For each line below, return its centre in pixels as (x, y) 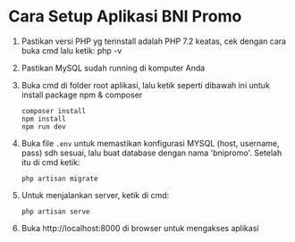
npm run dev (43, 127)
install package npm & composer (82, 95)
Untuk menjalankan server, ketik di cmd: (95, 195)
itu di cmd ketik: (51, 162)
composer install (54, 111)
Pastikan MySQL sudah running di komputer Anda (113, 68)
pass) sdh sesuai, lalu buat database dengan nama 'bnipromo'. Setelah (152, 153)
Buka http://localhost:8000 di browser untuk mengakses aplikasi (140, 228)
